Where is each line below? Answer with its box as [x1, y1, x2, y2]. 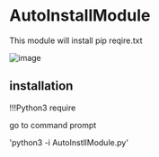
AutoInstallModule [9, 5, 151, 26]
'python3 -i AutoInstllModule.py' [9, 136, 128, 148]
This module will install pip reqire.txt [9, 35, 143, 46]
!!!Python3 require [9, 102, 76, 113]
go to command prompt [9, 119, 97, 130]
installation [9, 78, 74, 94]
